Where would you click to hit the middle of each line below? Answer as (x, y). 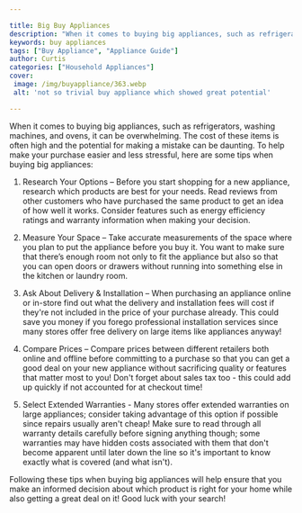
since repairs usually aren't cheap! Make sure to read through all (142, 423)
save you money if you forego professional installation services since (150, 321)
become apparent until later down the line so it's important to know (147, 452)
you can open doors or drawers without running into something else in (152, 265)
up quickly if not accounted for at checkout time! (112, 387)
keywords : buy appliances (58, 42)
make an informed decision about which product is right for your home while (151, 489)
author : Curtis (38, 59)
